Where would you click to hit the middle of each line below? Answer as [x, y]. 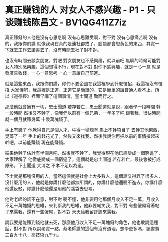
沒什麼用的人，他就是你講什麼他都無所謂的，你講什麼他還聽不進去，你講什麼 [84, 182]
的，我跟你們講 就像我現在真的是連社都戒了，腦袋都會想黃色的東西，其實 [80, 43]
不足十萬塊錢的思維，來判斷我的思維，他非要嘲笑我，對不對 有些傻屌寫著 [80, 205]
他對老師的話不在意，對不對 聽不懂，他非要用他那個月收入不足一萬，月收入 [82, 199]
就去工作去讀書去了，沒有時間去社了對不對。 [55, 50]
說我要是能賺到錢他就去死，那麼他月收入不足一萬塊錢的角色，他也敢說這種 [82, 222]
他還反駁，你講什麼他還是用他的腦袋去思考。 [51, 188]
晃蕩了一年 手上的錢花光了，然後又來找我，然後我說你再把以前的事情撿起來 [82, 136]
